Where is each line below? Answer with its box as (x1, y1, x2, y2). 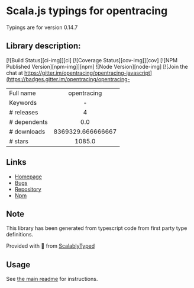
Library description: (6, 41, 81, 51)
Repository (14, 185, 41, 193)
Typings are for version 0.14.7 (6, 24, 78, 31)
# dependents (9, 117, 48, 126)
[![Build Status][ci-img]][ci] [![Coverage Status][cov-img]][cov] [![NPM (6, 56, 178, 63)
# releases (9, 108, 38, 116)
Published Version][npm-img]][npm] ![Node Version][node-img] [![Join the (6, 63, 188, 70)
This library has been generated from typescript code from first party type (6, 225, 187, 232)
